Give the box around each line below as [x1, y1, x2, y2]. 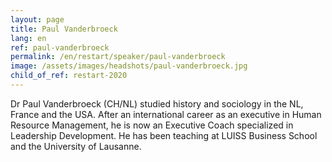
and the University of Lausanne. [10, 140, 142, 152]
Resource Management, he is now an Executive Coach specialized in [10, 119, 294, 131]
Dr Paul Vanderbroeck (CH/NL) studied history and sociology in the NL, [10, 97, 304, 110]
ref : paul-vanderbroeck [10, 42, 110, 53]
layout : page [10, 14, 65, 25]
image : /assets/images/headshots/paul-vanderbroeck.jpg [10, 61, 248, 71]
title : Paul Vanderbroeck [10, 24, 118, 34]
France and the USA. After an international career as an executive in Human [10, 108, 322, 120]
